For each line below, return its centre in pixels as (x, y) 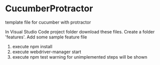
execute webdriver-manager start (47, 52)
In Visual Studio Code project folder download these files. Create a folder (80, 32)
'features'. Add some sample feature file (46, 37)
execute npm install (32, 46)
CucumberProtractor (49, 9)
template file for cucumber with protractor (48, 22)
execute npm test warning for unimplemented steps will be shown (80, 57)
